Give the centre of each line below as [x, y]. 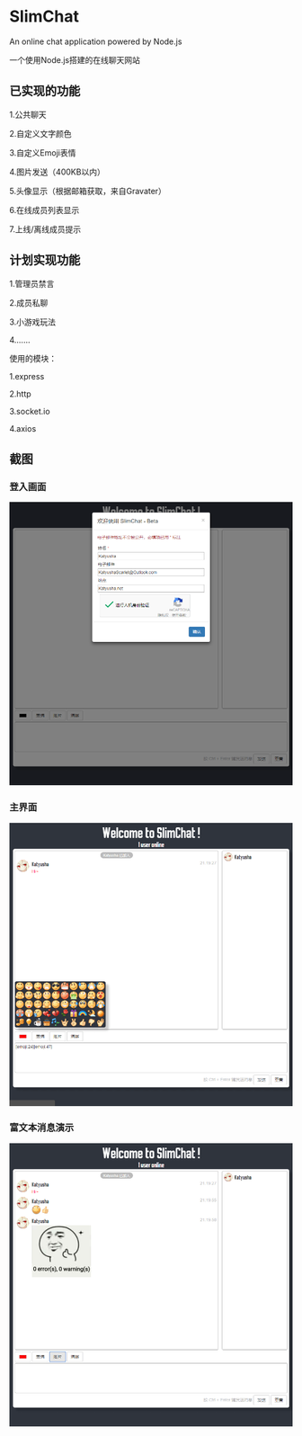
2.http [20, 394]
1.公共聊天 [28, 114]
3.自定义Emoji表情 [43, 152]
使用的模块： [33, 358]
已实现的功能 [45, 91]
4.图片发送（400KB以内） [57, 172]
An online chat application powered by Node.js [96, 41]
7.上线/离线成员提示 [45, 229]
